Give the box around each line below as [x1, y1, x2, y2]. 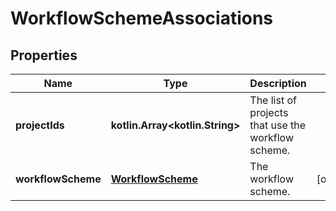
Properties [10, 47, 78, 64]
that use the [249, 118, 307, 132]
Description [249, 77, 307, 90]
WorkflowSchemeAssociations [10, 7, 274, 30]
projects [249, 106, 289, 119]
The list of [249, 93, 297, 107]
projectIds [15, 118, 65, 132]
